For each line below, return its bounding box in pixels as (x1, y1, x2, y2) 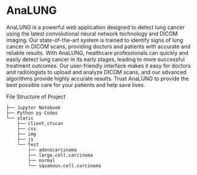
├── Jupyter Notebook (6, 104, 61, 110)
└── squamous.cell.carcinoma (28, 162, 102, 169)
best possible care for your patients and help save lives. (6, 81, 146, 88)
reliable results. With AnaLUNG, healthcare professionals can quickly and (6, 49, 189, 56)
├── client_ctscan (17, 120, 63, 127)
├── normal (28, 157, 56, 164)
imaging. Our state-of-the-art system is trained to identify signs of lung (6, 36, 183, 43)
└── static (6, 115, 34, 121)
